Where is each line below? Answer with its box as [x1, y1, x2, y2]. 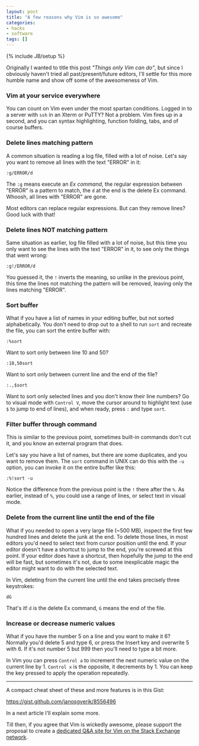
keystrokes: [6, 582, 34, 589]
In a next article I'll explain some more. [6, 710, 100, 717]
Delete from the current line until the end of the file [6, 513, 155, 522]
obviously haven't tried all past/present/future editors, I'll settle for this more [6, 71, 192, 77]
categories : [6, 20, 36, 26]
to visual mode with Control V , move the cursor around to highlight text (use [6, 399, 192, 407]
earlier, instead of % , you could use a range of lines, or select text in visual [6, 492, 186, 499]
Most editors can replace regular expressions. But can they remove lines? [6, 204, 185, 211]
